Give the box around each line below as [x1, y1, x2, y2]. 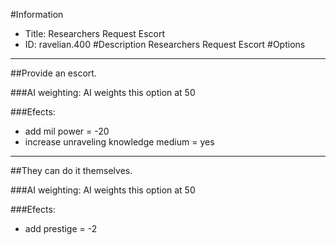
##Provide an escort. [10, 67, 97, 79]
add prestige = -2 [24, 223, 98, 234]
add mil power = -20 [24, 125, 110, 137]
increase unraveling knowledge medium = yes [24, 136, 215, 148]
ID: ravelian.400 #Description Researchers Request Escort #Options [24, 39, 306, 50]
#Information [10, 9, 64, 20]
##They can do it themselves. [10, 165, 133, 176]
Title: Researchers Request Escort [24, 28, 166, 39]
